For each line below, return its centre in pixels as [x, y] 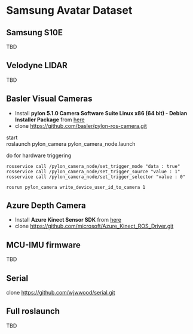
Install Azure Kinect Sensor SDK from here [68, 220]
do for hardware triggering [39, 155]
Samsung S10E [34, 33]
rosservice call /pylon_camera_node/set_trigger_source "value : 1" [93, 171]
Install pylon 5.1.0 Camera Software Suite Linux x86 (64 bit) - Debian [101, 113]
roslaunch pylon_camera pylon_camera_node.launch [71, 143]
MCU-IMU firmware [43, 245]
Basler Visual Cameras [49, 99]
